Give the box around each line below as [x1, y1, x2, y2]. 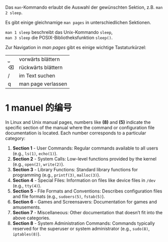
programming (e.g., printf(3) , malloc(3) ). [12, 172, 100, 178]
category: [5, 135, 25, 141]
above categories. [12, 215, 51, 221]
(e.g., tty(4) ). [12, 182, 41, 188]
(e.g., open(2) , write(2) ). [12, 161, 65, 167]
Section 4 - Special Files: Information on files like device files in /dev [12, 177, 156, 183]
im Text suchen [19, 72, 56, 79]
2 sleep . [5, 10, 23, 16]
